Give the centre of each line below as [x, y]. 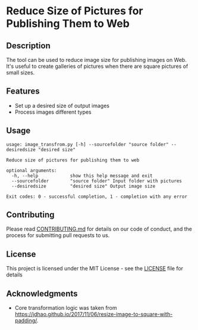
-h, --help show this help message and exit [82, 176]
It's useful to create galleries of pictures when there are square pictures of [97, 66]
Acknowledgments [42, 293]
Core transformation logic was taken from [66, 308]
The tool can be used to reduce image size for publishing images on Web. [97, 60]
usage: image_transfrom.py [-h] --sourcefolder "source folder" [87, 144]
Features [23, 91]
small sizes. [21, 72]
